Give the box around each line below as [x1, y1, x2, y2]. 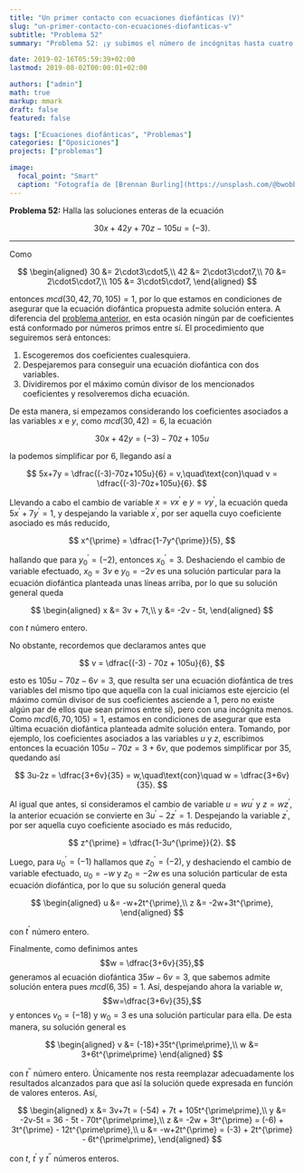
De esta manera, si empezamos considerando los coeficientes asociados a [9, 406, 289, 416]
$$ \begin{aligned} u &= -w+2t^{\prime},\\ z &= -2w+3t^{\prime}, [30, 897, 274, 908]
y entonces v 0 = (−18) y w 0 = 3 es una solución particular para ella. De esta [9, 1010, 292, 1023]
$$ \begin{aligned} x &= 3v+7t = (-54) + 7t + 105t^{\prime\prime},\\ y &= [17, 1104, 287, 1116]
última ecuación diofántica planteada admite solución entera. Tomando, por [9, 723, 291, 735]
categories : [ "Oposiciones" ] [9, 138, 119, 148]
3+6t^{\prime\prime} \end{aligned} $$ [81, 1049, 223, 1060]
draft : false [9, 105, 59, 114]
